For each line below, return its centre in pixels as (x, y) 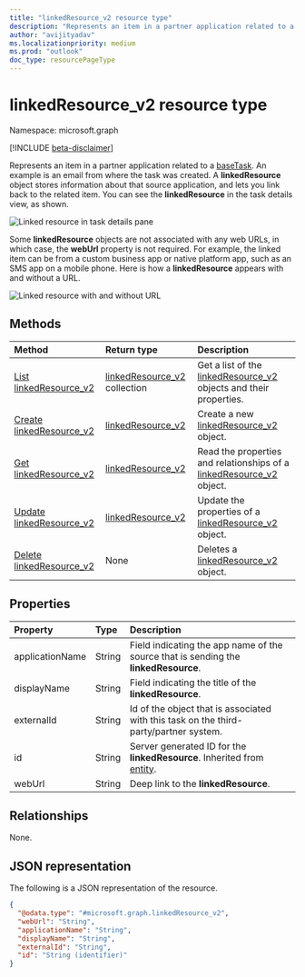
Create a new (226, 414)
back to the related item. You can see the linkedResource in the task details (151, 194)
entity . (143, 769)
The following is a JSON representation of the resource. (113, 888)
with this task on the (172, 720)
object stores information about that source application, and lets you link (145, 184)
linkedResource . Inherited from (197, 757)
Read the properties (240, 451)
